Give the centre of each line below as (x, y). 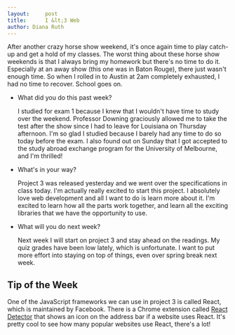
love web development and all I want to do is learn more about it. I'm (116, 198)
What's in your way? (47, 170)
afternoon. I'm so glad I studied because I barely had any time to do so (119, 133)
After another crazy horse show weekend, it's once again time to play (108, 47)
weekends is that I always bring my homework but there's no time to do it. (114, 62)
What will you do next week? (59, 227)
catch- (219, 47)
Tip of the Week (43, 285)
